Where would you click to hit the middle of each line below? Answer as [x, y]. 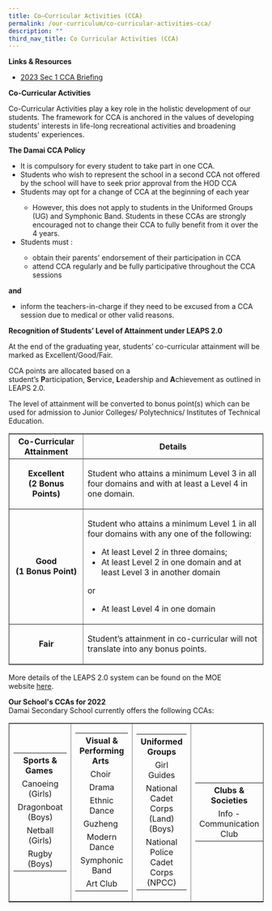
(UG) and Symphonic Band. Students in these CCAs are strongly [139, 217]
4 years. [46, 234]
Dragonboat [40, 807]
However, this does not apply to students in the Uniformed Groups [142, 208]
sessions [47, 275]
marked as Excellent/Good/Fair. [61, 355]
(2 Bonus [46, 483]
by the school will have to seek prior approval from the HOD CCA [128, 183]
